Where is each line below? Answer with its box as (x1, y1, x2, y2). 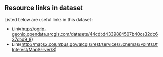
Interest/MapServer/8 (11, 46, 55, 52)
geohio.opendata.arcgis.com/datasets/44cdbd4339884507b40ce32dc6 (11, 31, 158, 37)
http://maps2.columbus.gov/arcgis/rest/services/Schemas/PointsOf (21, 41, 158, 47)
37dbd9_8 (11, 36, 32, 42)
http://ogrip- (21, 26, 47, 32)
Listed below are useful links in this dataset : (4, 16, 94, 22)
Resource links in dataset (4, 4, 83, 12)
